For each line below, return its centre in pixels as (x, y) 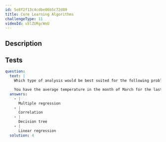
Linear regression (37, 131)
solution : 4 (22, 135)
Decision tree (33, 122)
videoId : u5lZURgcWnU (27, 23)
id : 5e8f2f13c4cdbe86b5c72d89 (36, 10)
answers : (19, 94)
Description (23, 43)
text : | (18, 76)
